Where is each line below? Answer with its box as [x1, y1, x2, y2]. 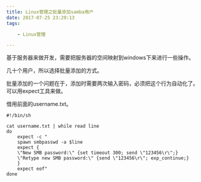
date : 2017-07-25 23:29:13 [6, 15, 75, 21]
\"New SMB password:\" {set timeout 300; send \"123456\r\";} [17, 150, 178, 156]
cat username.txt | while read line [6, 123, 99, 130]
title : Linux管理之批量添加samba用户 [6, 9, 94, 15]
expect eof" [17, 166, 48, 172]
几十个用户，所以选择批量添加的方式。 [6, 67, 102, 74]
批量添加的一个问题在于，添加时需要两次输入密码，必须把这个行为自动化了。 [6, 80, 199, 87]
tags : [6, 20, 20, 26]
